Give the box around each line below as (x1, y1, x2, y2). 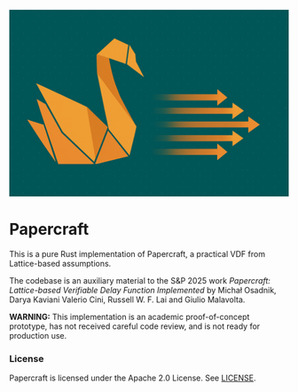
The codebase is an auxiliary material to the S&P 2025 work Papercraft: (9, 275, 271, 285)
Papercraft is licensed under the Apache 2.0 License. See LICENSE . (9, 372, 256, 383)
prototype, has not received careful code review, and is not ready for (9, 321, 261, 332)
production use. (9, 330, 67, 340)
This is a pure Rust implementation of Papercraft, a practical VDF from (9, 248, 266, 259)
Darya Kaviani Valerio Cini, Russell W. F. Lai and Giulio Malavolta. (9, 294, 246, 305)
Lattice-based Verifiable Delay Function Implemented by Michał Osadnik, (9, 284, 277, 295)
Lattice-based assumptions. (9, 258, 112, 268)
